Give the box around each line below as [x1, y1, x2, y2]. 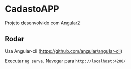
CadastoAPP [5, 3, 59, 15]
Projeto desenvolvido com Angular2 [5, 20, 80, 26]
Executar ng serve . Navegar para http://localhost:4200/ [5, 58, 126, 64]
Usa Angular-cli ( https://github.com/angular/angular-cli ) [5, 48, 122, 54]
